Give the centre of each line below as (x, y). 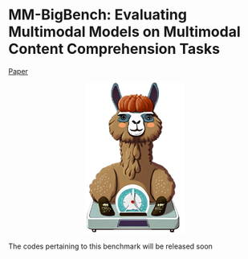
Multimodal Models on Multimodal (124, 32)
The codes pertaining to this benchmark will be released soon (110, 246)
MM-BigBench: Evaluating (98, 15)
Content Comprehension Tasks (114, 49)
